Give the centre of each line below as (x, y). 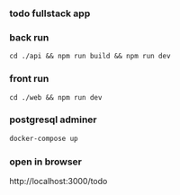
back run (29, 37)
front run (29, 79)
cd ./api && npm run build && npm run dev (90, 57)
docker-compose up (44, 138)
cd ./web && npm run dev (56, 97)
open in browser (46, 162)
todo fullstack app (50, 13)
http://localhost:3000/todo (58, 181)
